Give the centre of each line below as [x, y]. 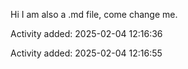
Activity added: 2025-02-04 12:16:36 [86, 33]
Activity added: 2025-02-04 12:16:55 [86, 53]
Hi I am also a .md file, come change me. [94, 14]
